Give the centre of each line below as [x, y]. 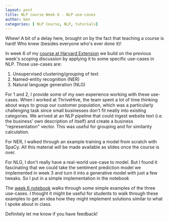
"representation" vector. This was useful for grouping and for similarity [79, 127]
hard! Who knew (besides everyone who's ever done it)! [64, 44]
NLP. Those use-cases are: [34, 64]
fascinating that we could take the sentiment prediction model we [73, 168]
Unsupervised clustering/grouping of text [55, 74]
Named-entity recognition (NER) [46, 79]
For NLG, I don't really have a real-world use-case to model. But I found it [81, 162]
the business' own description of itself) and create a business [69, 121]
